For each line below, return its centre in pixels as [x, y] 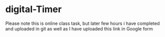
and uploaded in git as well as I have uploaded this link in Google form [79, 28]
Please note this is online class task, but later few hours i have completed [82, 23]
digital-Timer [34, 9]
